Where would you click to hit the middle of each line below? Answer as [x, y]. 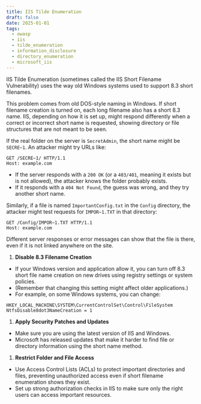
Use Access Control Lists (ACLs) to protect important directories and [100, 369]
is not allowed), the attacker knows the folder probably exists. [91, 181]
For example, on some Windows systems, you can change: [88, 294]
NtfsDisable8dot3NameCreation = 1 [49, 310]
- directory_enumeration [43, 56]
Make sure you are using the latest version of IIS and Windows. [93, 333]
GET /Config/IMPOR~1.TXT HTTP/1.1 [49, 223]
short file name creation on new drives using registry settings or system [104, 275]
